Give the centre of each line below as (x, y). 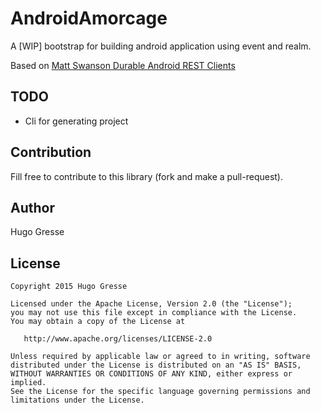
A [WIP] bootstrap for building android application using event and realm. (161, 46)
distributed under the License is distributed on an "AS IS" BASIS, (156, 365)
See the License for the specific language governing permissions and (160, 392)
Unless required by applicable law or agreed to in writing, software (160, 357)
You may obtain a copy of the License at (98, 322)
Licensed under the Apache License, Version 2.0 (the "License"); (151, 304)
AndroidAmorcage (89, 18)
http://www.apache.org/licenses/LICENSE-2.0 (118, 339)
